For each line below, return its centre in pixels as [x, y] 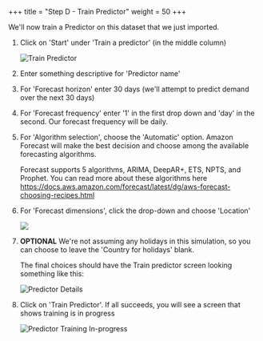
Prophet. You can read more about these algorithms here [114, 178]
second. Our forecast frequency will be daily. [94, 122]
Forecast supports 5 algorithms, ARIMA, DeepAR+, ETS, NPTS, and [130, 170]
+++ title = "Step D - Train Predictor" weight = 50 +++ [97, 12]
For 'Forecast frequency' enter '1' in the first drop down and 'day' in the [137, 113]
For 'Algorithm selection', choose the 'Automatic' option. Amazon [126, 137]
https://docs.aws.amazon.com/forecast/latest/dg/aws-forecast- [125, 187]
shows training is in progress [67, 313]
